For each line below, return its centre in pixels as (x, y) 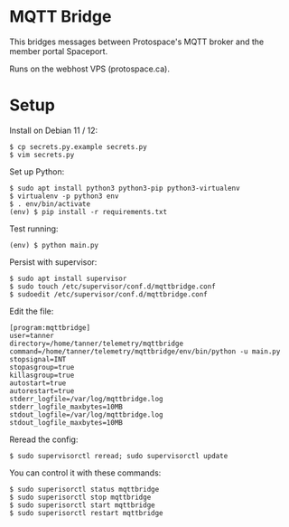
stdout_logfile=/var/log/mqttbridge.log (87, 414)
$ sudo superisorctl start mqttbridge (82, 505)
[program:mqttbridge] (50, 327)
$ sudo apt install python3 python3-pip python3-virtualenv (125, 188)
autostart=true (38, 383)
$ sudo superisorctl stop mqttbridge (80, 497)
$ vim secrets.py (42, 155)
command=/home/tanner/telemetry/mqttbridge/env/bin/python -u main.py (145, 351)
